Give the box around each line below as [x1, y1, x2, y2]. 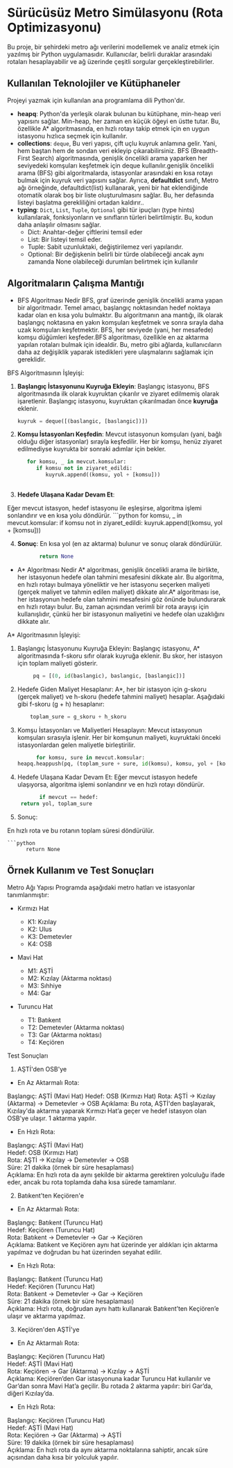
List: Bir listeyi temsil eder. [27, 235, 103, 243]
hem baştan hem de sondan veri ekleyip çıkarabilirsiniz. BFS [17, 146, 189, 154]
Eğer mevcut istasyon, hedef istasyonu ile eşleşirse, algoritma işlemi [7, 503, 202, 512]
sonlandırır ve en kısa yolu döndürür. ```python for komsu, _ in [7, 511, 182, 519]
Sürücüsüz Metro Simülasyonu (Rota [7, 5, 223, 21]
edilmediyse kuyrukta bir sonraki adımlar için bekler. [17, 445, 166, 453]
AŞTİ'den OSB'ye [17, 1065, 67, 1073]
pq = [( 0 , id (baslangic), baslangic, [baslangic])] [33, 672, 186, 679]
